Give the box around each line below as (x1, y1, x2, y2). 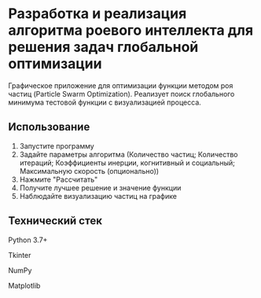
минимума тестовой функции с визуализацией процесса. (8, 97, 202, 107)
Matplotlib (8, 281, 41, 290)
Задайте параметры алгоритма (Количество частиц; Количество (19, 149, 238, 159)
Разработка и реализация (8, 5, 187, 23)
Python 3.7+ (8, 235, 48, 245)
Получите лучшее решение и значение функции (19, 182, 182, 193)
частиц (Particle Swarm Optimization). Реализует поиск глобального (8, 89, 235, 98)
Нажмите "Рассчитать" (19, 175, 98, 184)
